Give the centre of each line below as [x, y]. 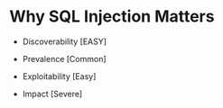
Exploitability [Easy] [59, 76]
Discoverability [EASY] [64, 41]
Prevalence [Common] [64, 58]
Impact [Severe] [52, 94]
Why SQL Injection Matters [112, 17]
